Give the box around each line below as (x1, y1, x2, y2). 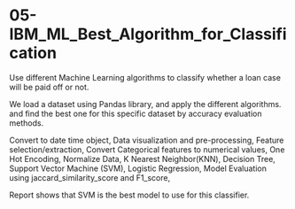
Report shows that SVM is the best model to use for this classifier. (9, 190, 250, 200)
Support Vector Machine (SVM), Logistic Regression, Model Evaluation (9, 163, 268, 174)
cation (9, 43, 58, 63)
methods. (9, 117, 44, 128)
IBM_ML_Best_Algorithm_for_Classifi (9, 24, 287, 44)
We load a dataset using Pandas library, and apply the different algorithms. (9, 98, 282, 109)
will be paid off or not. (9, 81, 89, 92)
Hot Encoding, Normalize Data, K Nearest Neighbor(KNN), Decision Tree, (9, 153, 276, 164)
